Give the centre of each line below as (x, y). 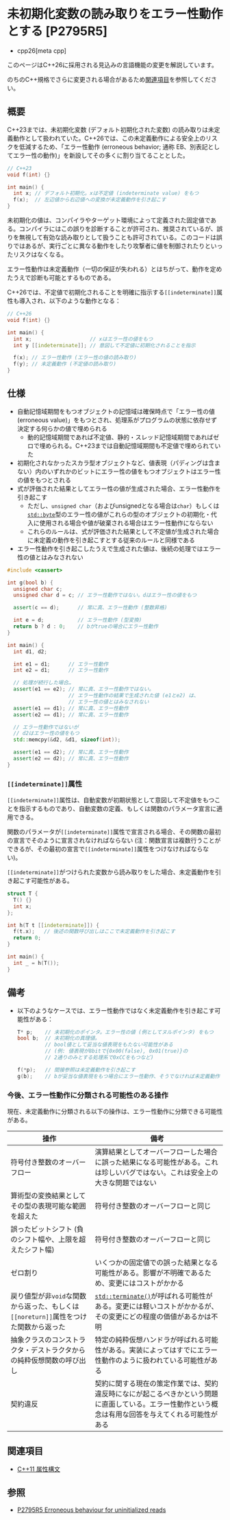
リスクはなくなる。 (40, 254)
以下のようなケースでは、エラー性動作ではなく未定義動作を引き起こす (116, 1010)
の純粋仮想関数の (38, 1360)
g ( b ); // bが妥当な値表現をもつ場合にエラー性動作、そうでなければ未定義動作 (118, 1076)
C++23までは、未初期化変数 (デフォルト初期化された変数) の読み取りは (108, 129)
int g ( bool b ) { (30, 583)
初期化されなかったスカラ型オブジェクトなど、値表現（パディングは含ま (119, 463)
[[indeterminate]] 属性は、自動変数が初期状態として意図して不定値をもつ (111, 800)
